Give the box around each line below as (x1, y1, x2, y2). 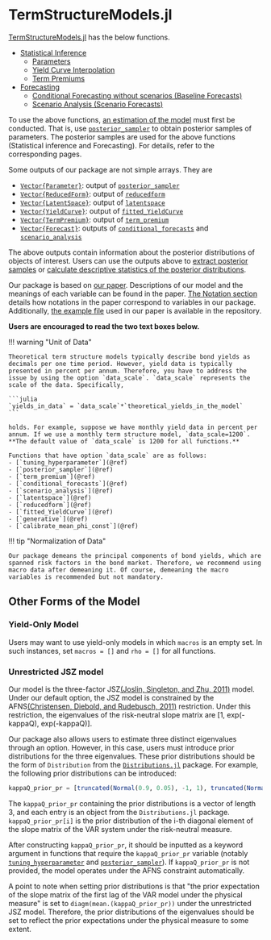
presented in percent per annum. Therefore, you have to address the (8, 367, 248, 375)
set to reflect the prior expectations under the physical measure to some (8, 915, 249, 925)
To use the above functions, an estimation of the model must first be (8, 114, 236, 124)
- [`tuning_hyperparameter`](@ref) (8, 458, 128, 467)
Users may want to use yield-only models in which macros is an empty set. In (8, 637, 263, 647)
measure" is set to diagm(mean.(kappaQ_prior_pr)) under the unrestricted (8, 898, 252, 908)
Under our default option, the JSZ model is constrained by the (8, 693, 215, 702)
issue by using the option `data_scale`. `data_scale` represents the (8, 373, 251, 382)
